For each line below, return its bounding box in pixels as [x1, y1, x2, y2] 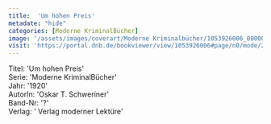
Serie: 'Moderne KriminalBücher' [8, 72, 117, 82]
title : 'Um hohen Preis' [8, 11, 95, 20]
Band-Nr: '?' [8, 98, 49, 108]
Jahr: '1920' [8, 81, 48, 91]
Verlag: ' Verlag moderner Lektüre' [8, 106, 123, 117]
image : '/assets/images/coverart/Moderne [8, 34, 150, 43]
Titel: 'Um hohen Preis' [8, 64, 85, 73]
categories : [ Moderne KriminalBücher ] [8, 27, 139, 35]
